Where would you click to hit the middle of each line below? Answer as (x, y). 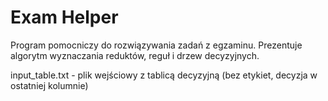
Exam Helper (64, 17)
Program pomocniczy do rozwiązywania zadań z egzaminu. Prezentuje (156, 45)
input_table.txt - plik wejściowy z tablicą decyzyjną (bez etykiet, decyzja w (164, 75)
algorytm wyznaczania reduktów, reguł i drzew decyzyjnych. (135, 55)
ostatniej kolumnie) (49, 85)
